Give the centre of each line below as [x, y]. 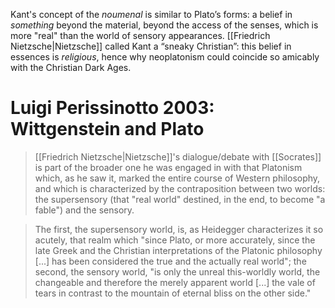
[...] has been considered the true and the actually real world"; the [170, 261]
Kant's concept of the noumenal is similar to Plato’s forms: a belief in [151, 14]
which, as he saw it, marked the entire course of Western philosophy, [177, 178]
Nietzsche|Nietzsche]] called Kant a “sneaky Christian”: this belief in [151, 46]
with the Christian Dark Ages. [71, 67]
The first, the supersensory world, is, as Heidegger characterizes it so [179, 229]
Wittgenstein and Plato [107, 129]
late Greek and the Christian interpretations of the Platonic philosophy [178, 250]
